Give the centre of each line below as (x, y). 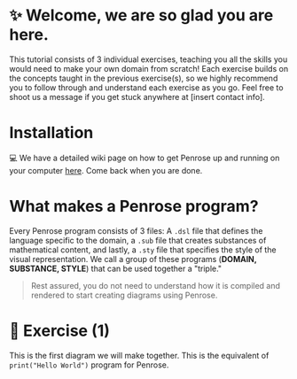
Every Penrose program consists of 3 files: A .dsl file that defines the (136, 230)
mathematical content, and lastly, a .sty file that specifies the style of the (143, 250)
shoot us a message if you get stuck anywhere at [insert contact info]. (137, 97)
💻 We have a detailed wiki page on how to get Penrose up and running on (145, 158)
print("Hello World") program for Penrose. (89, 365)
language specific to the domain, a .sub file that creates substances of (138, 240)
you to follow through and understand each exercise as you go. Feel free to (146, 87)
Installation (51, 133)
